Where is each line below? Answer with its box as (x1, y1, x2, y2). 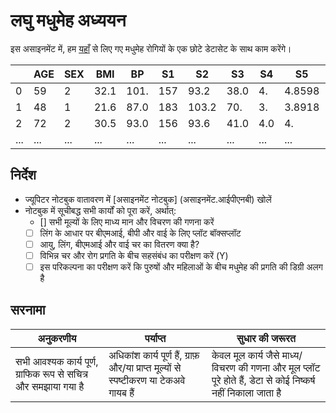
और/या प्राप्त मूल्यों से (108, 360, 182, 374)
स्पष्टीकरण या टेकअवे (108, 373, 186, 387)
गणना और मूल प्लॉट (250, 360, 321, 374)
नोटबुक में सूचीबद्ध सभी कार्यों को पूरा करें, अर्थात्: (24, 204, 177, 216)
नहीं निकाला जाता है (211, 385, 282, 399)
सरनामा (10, 302, 46, 319)
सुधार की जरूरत (236, 331, 296, 345)
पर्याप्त (144, 331, 167, 345)
